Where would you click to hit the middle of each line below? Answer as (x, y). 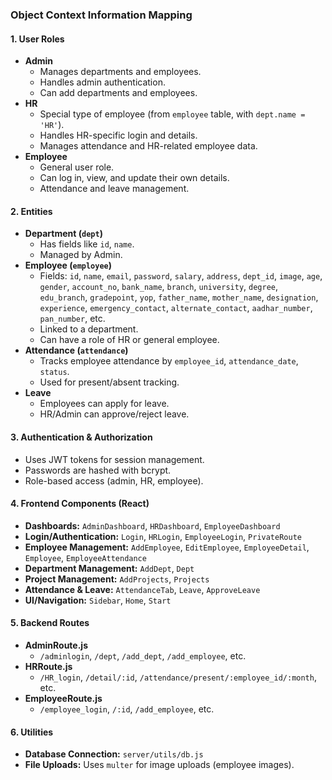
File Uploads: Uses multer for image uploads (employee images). (159, 765)
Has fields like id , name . (87, 244)
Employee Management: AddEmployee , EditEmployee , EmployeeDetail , (167, 547)
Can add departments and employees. (118, 93)
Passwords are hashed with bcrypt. (98, 470)
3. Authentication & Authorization (81, 437)
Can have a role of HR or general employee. (129, 340)
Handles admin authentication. (102, 82)
